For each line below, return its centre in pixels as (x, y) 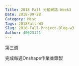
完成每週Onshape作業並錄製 (34, 58)
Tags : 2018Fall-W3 (24, 24)
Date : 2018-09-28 (23, 14)
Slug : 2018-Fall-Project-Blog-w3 (40, 28)
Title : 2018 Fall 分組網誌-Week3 (38, 10)
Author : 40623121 (23, 33)
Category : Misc (21, 19)
